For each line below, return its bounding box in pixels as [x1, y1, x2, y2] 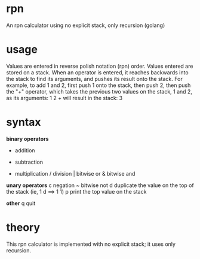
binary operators [6, 135, 49, 142]
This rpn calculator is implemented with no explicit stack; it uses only [6, 240, 176, 248]
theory [6, 221, 41, 234]
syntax [6, 116, 41, 129]
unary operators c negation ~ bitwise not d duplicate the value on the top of [6, 182, 194, 189]
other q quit [6, 200, 36, 207]
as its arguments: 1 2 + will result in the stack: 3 [6, 94, 123, 101]
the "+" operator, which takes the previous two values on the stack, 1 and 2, [6, 88, 193, 95]
